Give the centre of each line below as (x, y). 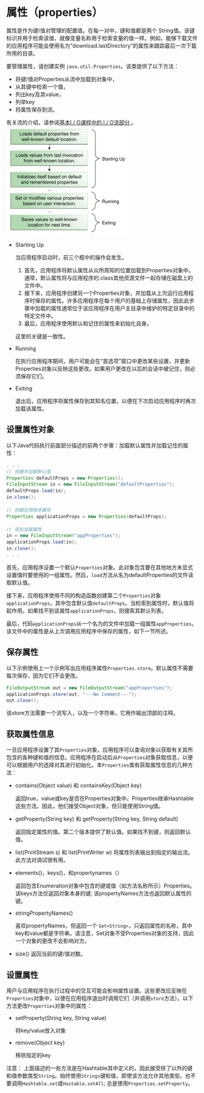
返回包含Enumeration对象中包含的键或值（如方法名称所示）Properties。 (105, 886)
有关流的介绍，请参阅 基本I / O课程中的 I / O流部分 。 (71, 122)
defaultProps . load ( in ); (36, 491)
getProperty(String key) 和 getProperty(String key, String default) (97, 819)
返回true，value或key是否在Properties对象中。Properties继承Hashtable (104, 798)
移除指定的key (33, 1055)
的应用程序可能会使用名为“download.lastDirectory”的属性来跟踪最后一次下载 (102, 46)
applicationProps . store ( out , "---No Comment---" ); (72, 694)
